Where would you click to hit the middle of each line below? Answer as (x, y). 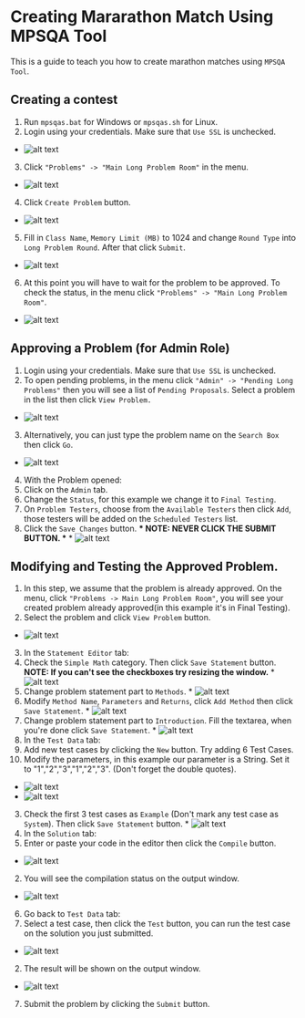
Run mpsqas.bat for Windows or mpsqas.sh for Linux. (121, 121)
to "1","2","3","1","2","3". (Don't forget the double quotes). (130, 769)
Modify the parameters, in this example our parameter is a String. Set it (157, 760)
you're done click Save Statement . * (90, 731)
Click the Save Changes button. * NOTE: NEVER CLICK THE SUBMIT (150, 528)
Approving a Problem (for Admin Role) (120, 348)
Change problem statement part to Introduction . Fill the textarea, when (158, 721)
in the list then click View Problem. (87, 400)
